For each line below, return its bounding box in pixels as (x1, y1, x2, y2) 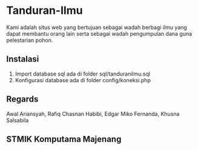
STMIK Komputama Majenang (6, 134, 122, 144)
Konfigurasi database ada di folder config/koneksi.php (15, 76, 151, 83)
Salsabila (6, 116, 29, 124)
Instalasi (6, 54, 39, 64)
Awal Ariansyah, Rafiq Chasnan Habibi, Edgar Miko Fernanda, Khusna (6, 110, 180, 117)
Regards (6, 94, 39, 105)
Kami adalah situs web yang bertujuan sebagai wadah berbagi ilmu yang (6, 24, 188, 31)
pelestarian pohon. (6, 36, 53, 44)
